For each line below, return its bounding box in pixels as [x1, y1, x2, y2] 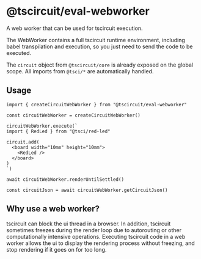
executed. [6, 49, 32, 56]
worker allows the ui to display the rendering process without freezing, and [6, 239, 196, 247]
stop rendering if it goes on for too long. [6, 246, 107, 253]
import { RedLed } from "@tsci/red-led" [6, 128, 111, 134]
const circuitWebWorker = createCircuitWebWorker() [6, 112, 141, 119]
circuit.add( [6, 139, 40, 145]
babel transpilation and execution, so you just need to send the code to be [6, 43, 193, 50]
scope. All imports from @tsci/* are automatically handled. [6, 67, 154, 75]
